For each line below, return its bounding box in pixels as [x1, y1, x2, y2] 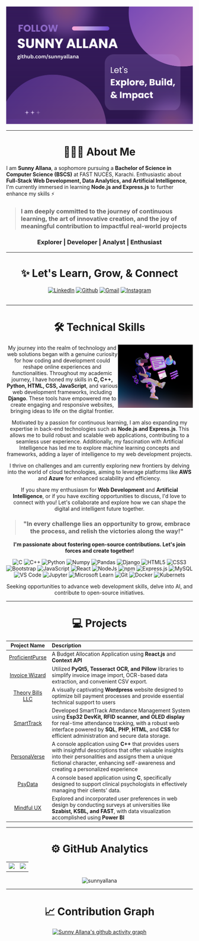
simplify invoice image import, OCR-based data [52, 671, 168, 678]
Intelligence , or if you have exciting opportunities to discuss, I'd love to [12, 492, 187, 499]
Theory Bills [13, 689, 43, 696]
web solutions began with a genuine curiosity [7, 350, 118, 357]
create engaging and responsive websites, [10, 401, 114, 408]
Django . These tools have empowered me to [8, 395, 117, 402]
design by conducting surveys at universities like [52, 801, 171, 808]
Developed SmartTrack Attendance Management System [52, 707, 191, 714]
